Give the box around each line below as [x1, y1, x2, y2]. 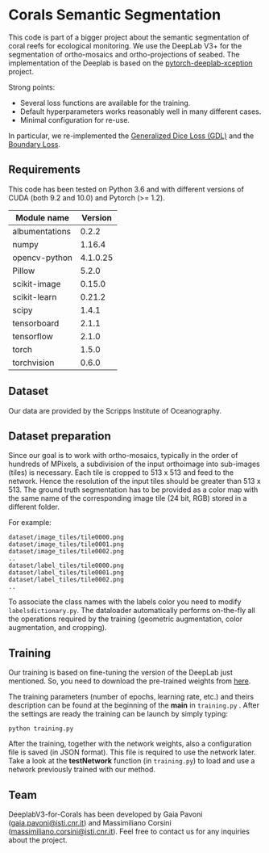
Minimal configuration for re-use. [19, 115, 130, 124]
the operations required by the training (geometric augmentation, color [8, 614, 243, 624]
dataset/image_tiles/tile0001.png [8, 540, 125, 548]
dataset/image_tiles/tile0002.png [8, 548, 125, 556]
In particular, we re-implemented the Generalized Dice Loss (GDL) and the [8, 131, 255, 141]
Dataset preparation [8, 429, 111, 443]
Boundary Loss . [8, 139, 60, 149]
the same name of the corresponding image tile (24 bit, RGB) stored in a [8, 494, 247, 503]
